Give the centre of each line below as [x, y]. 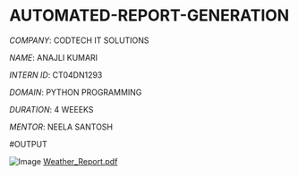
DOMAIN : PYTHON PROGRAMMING [76, 92]
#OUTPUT [28, 144]
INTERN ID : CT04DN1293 [56, 75]
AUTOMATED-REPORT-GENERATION [149, 16]
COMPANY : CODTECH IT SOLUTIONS [79, 40]
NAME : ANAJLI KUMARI [54, 57]
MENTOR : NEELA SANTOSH [61, 127]
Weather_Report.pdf [81, 161]
